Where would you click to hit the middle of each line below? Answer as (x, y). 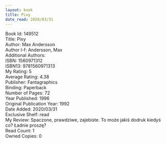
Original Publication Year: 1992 (37, 104)
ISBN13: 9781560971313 (30, 66)
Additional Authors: (25, 55)
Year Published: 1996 (27, 98)
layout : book (19, 10)
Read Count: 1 (20, 131)
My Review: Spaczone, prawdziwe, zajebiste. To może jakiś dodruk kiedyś (83, 120)
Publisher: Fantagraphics (31, 82)
